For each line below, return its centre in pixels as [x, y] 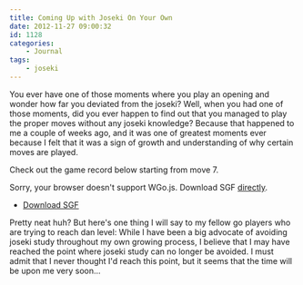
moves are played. [44, 152]
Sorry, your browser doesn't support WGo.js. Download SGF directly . [139, 187]
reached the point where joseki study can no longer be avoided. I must [142, 251]
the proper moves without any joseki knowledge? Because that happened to [152, 123]
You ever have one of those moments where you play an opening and [140, 94]
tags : [20, 60]
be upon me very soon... [56, 270]
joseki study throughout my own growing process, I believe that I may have [150, 241]
